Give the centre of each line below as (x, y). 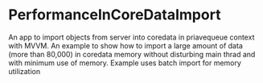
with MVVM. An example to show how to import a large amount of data (125, 45)
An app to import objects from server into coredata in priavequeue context (131, 37)
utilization (25, 71)
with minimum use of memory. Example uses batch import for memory (125, 63)
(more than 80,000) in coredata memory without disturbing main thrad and (132, 54)
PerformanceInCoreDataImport (115, 15)
